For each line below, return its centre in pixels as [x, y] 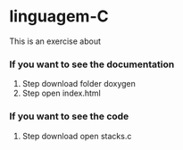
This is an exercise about [55, 41]
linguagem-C [59, 17]
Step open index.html [61, 93]
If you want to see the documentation [92, 64]
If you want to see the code [69, 116]
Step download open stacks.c [77, 136]
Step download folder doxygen [79, 84]
